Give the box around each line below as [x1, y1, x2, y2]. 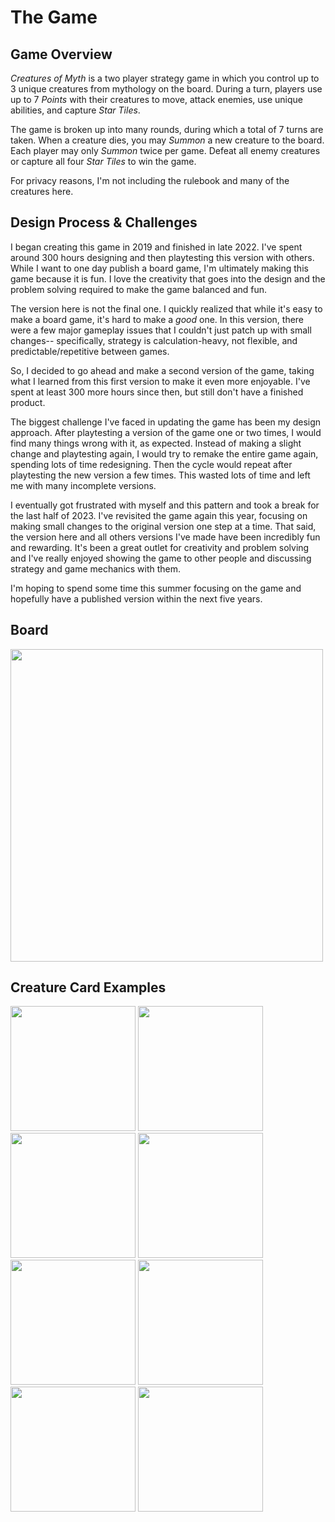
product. [10, 396, 46, 408]
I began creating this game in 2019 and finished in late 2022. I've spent [10, 241, 303, 253]
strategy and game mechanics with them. [10, 562, 182, 575]
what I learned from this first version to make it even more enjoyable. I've [10, 375, 311, 387]
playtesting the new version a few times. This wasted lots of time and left [10, 469, 311, 481]
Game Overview [10, 46, 113, 63]
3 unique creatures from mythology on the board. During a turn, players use [10, 83, 323, 95]
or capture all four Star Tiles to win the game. [10, 156, 197, 167]
